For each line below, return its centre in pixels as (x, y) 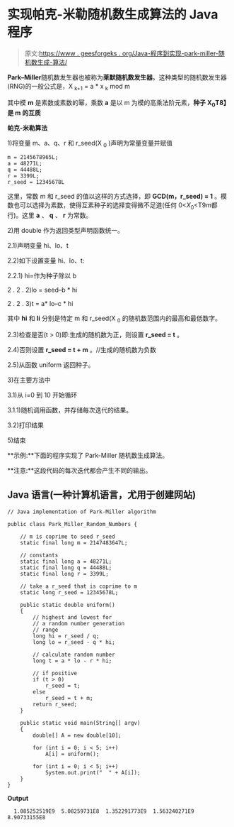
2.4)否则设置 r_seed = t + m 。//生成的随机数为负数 (82, 349)
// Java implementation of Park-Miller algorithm (82, 512)
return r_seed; (55, 704)
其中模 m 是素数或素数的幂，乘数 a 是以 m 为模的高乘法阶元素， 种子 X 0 (111, 103)
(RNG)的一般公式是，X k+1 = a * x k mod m (69, 87)
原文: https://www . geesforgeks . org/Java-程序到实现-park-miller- (122, 53)
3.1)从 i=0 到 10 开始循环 (42, 395)
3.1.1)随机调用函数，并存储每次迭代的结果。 (70, 410)
